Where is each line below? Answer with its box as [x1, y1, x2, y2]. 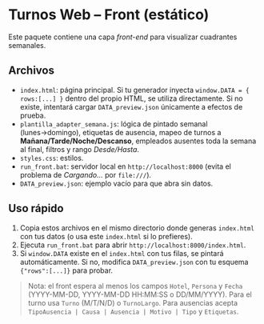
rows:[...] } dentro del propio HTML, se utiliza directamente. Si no [19, 94, 243, 103]
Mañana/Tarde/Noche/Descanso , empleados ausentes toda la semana [19, 136, 257, 146]
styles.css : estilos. [19, 153, 84, 162]
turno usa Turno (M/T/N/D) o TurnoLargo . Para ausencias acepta [27, 298, 238, 307]
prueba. [19, 110, 46, 120]
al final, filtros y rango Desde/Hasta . [19, 144, 140, 154]
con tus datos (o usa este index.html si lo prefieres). [19, 231, 194, 241]
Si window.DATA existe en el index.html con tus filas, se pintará [19, 248, 224, 258]
